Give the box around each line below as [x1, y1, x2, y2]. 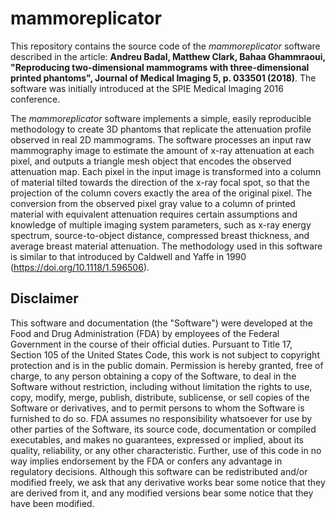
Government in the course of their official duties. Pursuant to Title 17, [10, 338, 293, 350]
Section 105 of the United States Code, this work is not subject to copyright [10, 348, 320, 361]
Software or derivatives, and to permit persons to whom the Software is [10, 402, 305, 414]
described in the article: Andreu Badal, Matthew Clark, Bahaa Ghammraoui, [10, 50, 326, 62]
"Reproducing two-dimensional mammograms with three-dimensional [10, 61, 310, 73]
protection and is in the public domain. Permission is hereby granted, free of [10, 359, 324, 371]
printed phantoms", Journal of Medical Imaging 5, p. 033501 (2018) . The [10, 72, 317, 84]
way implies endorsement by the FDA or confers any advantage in [10, 455, 283, 467]
